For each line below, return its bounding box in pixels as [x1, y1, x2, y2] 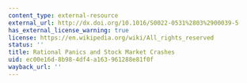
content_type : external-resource [8, 11, 119, 20]
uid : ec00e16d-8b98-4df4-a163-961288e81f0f [8, 56, 154, 64]
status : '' [8, 41, 44, 49]
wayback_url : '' [8, 63, 62, 71]
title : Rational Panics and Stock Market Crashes [8, 48, 176, 56]
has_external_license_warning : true [8, 26, 129, 34]
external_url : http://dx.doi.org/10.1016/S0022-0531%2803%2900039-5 [8, 19, 239, 27]
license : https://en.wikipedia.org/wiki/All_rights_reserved [8, 33, 215, 42]
